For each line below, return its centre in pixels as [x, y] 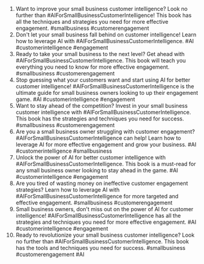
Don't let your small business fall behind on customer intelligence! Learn [106, 35]
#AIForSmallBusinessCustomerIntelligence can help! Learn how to [98, 138]
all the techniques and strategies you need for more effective [92, 22]
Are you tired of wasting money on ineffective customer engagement [102, 183]
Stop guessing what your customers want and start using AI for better [103, 80]
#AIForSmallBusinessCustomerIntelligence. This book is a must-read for [106, 164]
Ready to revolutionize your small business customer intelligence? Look [105, 235]
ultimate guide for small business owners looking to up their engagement [107, 93]
